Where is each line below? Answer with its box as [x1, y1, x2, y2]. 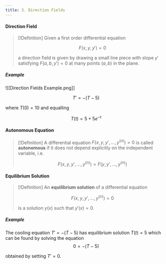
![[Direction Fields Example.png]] [5, 85, 75, 91]
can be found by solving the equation [5, 235, 84, 241]
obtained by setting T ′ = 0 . [5, 253, 61, 259]
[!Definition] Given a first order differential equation [17, 34, 126, 41]
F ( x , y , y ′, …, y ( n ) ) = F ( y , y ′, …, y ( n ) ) [57, 160, 128, 167]
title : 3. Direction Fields [5, 7, 66, 13]
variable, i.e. [17, 150, 44, 156]
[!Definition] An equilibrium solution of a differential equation [17, 184, 148, 190]
